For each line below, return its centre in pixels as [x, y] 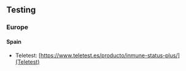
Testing [21, 10]
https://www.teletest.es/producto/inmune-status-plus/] [110, 55]
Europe [17, 27]
